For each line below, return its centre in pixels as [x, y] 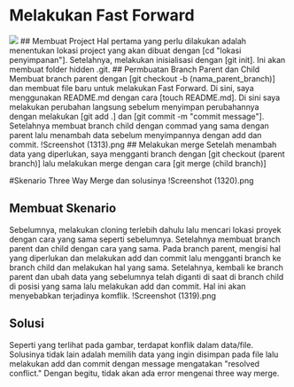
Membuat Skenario [63, 209]
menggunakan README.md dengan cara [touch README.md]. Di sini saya [145, 97]
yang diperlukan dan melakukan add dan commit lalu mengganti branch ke [145, 258]
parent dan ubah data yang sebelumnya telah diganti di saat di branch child [147, 276]
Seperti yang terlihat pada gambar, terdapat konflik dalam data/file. [132, 344]
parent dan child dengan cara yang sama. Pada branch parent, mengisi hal [145, 248]
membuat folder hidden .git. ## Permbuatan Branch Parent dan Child [135, 69]
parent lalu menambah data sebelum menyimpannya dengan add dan [135, 135]
